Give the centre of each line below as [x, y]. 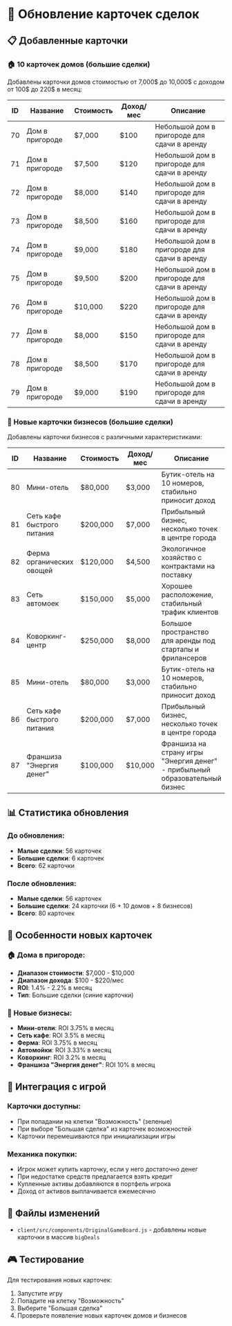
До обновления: [36, 836]
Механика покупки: [42, 1154]
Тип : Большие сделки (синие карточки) [75, 995]
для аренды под [188, 641]
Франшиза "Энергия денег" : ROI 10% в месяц [86, 1065]
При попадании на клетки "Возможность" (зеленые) [95, 1121]
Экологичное [183, 549]
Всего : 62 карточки [46, 865]
